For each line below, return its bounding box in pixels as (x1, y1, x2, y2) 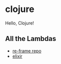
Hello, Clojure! (5, 20, 34, 26)
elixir (12, 53, 23, 59)
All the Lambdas (5, 34, 56, 43)
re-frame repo (12, 47, 42, 53)
